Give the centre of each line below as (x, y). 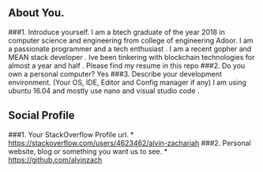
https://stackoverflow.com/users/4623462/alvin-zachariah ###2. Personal (130, 143)
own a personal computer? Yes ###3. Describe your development (115, 73)
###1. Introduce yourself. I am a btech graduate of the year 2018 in (116, 32)
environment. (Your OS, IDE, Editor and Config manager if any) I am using (128, 82)
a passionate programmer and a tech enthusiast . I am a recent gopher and (130, 49)
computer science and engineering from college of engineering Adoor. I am (131, 40)
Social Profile (41, 116)
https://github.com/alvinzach (55, 159)
